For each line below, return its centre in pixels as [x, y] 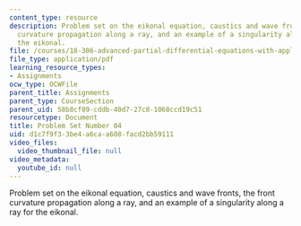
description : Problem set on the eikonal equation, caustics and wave [144, 26]
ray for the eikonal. [44, 213]
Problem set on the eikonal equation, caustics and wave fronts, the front [142, 193]
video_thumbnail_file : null [70, 151]
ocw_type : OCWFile [43, 84]
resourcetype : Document [54, 117]
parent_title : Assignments [60, 92]
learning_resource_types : [57, 68]
